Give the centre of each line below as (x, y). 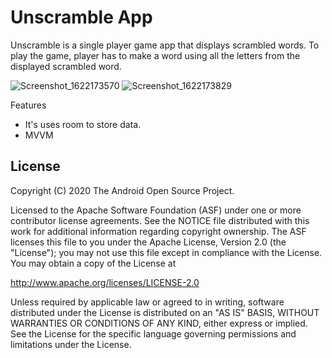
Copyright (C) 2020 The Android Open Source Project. (122, 190)
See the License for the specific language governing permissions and (153, 333)
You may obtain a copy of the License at (93, 263)
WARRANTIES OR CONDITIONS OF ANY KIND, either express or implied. (159, 323)
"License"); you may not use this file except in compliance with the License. (166, 252)
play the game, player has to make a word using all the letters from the (155, 55)
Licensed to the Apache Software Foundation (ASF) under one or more (156, 210)
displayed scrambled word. (66, 66)
